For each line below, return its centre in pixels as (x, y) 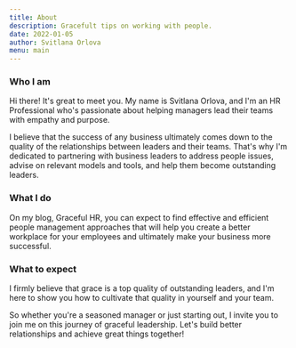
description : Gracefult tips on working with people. (111, 26)
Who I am (30, 82)
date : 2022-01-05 (41, 34)
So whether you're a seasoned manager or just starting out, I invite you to (144, 315)
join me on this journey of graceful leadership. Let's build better (126, 325)
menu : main (29, 51)
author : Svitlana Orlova (55, 42)
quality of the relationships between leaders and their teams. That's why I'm (148, 147)
